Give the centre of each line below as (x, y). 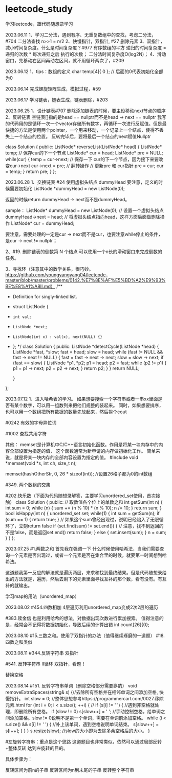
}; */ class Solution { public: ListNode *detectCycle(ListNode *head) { (86, 346)
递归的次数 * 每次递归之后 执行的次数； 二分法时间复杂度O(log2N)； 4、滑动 (86, 54)
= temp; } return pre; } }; (31, 171)
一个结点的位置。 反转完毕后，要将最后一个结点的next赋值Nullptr (82, 136)
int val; (22, 317)
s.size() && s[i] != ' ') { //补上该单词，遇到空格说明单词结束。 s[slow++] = (82, 724)
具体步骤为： (19, 759)
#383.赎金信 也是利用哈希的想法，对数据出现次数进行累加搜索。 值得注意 (82, 618)
